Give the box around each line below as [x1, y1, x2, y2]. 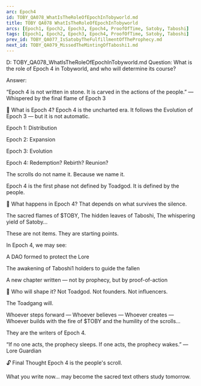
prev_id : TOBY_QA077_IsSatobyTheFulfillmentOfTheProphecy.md [6, 37, 163, 43]
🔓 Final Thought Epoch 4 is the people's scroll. [6, 359, 123, 366]
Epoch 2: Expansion [6, 135, 56, 143]
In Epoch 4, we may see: [6, 241, 67, 249]
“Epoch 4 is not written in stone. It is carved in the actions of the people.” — [6, 88, 194, 95]
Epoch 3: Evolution [6, 147, 53, 155]
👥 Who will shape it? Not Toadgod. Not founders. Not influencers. [6, 288, 168, 295]
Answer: [6, 76, 27, 84]
